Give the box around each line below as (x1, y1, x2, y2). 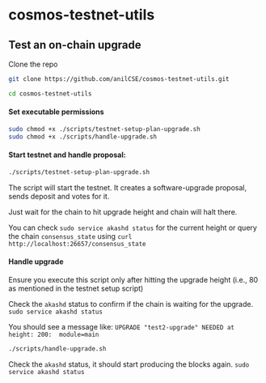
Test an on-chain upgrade (8, 38, 141, 52)
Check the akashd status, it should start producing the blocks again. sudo (8, 359, 250, 369)
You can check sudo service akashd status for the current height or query (8, 223, 257, 232)
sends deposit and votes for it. (8, 191, 110, 201)
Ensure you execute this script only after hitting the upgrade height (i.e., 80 (8, 274, 259, 284)
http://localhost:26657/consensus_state (8, 240, 147, 248)
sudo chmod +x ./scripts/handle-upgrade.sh (8, 132, 158, 141)
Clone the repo (8, 59, 58, 69)
